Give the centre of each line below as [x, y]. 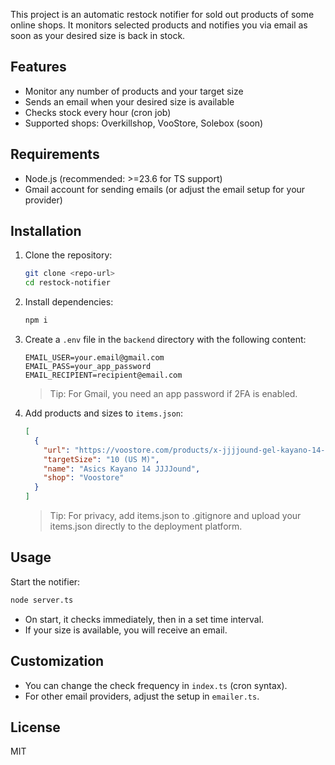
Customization [57, 661]
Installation [46, 231]
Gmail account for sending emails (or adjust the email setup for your [165, 189]
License [35, 727]
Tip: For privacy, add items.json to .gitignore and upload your [175, 516]
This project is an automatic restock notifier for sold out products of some [162, 14]
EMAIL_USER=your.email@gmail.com [94, 358]
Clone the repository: [68, 255]
